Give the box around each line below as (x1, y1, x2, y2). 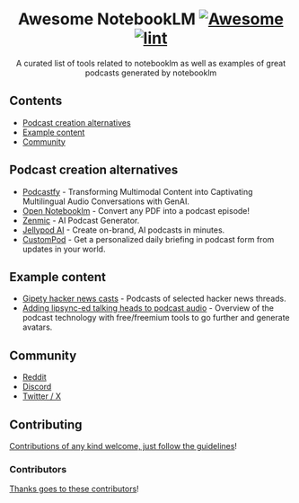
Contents (9, 93, 63, 109)
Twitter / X (22, 391, 61, 402)
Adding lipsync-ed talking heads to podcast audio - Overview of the (22, 303, 274, 313)
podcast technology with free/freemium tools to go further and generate (22, 313, 290, 323)
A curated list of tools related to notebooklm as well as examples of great (16, 57, 286, 68)
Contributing (9, 417, 83, 432)
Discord (22, 382, 52, 393)
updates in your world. (22, 243, 106, 254)
